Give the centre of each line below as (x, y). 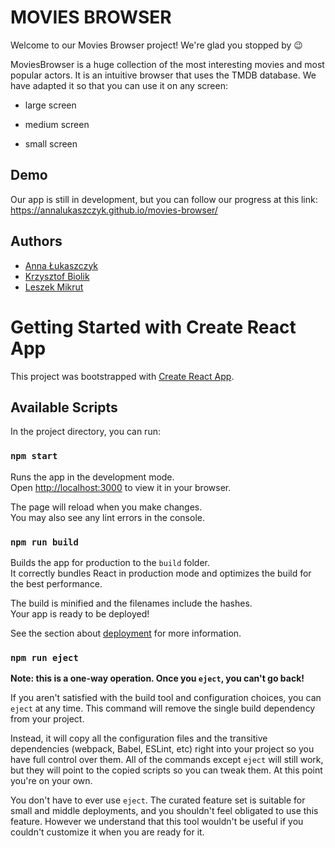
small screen (51, 143)
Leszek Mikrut (54, 287)
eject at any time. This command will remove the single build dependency (163, 708)
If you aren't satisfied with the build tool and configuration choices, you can (166, 698)
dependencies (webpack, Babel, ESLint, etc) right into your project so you (162, 749)
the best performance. (56, 583)
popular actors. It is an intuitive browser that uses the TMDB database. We (163, 75)
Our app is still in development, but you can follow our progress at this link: (164, 199)
